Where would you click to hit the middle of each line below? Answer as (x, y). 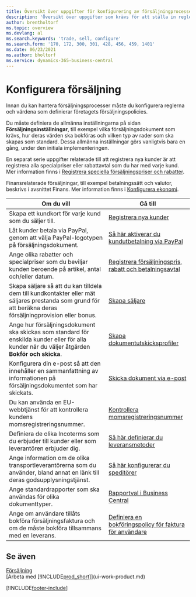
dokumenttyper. (31, 504)
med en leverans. (33, 536)
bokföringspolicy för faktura (147, 524)
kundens (21, 417)
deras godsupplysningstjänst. (50, 480)
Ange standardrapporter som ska (55, 489)
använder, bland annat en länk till (54, 473)
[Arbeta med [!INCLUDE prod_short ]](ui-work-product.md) (76, 577)
